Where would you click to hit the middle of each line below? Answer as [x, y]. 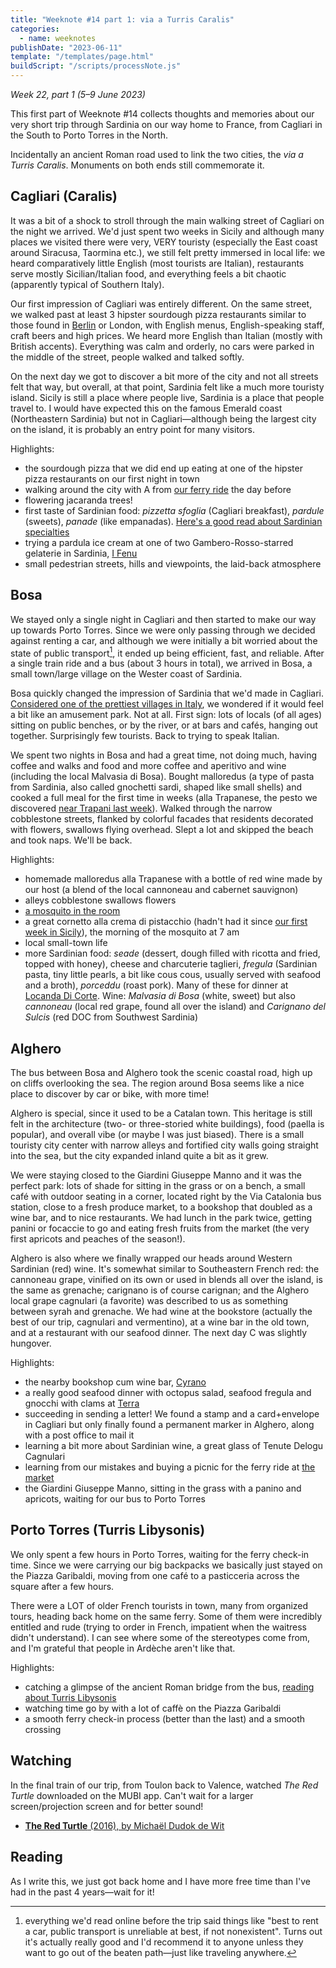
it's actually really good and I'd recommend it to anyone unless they [164, 1942]
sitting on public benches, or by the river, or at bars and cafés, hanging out [164, 725]
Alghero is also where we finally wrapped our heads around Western [151, 1258]
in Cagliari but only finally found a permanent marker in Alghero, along [169, 1425]
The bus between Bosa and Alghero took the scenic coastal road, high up [161, 1073]
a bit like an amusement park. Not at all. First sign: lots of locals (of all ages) [166, 715]
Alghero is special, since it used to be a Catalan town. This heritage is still [161, 1113]
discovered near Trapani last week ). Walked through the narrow [141, 808]
